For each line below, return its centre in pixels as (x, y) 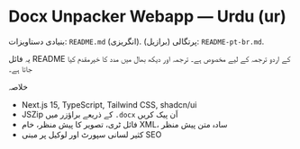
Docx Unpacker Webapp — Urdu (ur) (148, 17)
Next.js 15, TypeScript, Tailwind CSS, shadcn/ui (109, 104)
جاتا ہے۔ (20, 68)
